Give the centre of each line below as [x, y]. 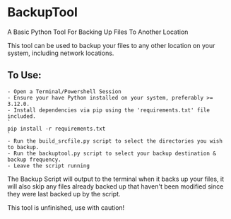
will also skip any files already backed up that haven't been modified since [115, 186]
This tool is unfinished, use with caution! [66, 207]
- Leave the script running [49, 166]
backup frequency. [34, 160]
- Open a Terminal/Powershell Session [64, 91]
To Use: [24, 75]
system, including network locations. [61, 53]
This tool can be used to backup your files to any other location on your [111, 45]
